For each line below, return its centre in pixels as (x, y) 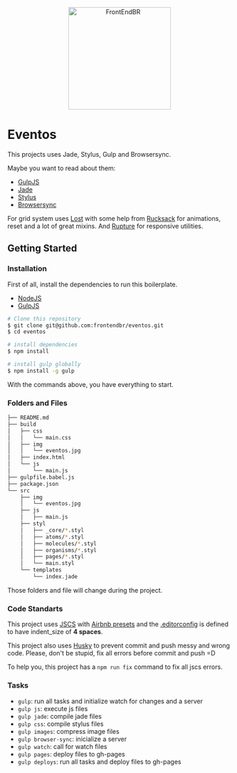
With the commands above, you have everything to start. (91, 384)
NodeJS (30, 298)
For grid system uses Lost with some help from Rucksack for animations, (114, 218)
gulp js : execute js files (53, 708)
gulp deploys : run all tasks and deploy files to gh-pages (99, 762)
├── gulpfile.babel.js (41, 477)
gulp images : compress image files (68, 731)
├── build (22, 424)
